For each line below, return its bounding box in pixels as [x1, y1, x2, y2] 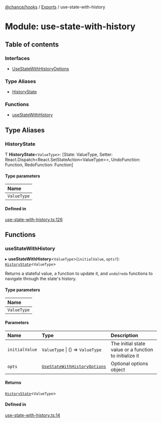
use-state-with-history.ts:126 [5, 217, 63, 222]
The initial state [110, 340, 146, 347]
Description [110, 332, 138, 339]
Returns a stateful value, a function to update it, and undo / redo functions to [5, 271, 153, 277]
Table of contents [5, 40, 59, 48]
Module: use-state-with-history [5, 21, 136, 32]
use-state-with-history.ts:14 [5, 412, 60, 418]
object [110, 366, 125, 373]
